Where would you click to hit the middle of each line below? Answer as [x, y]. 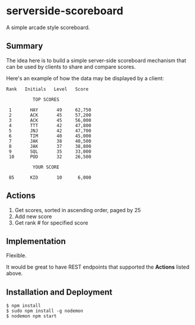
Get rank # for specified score [51, 223]
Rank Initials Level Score [47, 89]
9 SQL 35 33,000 [50, 152]
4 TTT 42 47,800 [50, 125]
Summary [25, 46]
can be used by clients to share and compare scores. [71, 67]
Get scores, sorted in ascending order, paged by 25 [78, 210]
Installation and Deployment [59, 292]
